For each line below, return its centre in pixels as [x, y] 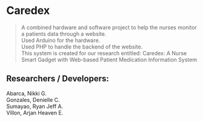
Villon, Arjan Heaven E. [35, 112]
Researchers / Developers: [58, 79]
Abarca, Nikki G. [27, 93]
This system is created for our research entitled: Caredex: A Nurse [104, 53]
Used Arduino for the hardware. [61, 40]
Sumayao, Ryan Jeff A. [35, 106]
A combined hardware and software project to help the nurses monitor [109, 27]
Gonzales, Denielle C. [33, 100]
